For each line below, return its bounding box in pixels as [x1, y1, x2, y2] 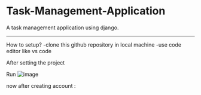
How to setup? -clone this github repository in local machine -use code [6, 41, 181, 48]
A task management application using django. [6, 24, 119, 31]
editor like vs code [6, 47, 52, 54]
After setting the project [6, 59, 65, 66]
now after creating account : [6, 82, 76, 89]
